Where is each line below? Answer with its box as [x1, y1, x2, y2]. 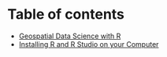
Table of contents [7, 5, 125, 23]
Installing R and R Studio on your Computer [18, 39, 159, 48]
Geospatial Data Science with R [18, 31, 121, 41]
